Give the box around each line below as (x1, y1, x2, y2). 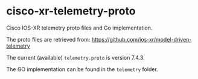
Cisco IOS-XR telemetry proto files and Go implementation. (6, 24, 153, 31)
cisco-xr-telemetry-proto (6, 4, 136, 18)
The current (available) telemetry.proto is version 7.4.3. (6, 54, 145, 61)
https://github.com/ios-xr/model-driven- (91, 36, 192, 43)
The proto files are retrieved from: (6, 36, 91, 43)
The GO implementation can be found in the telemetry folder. (6, 65, 158, 73)
